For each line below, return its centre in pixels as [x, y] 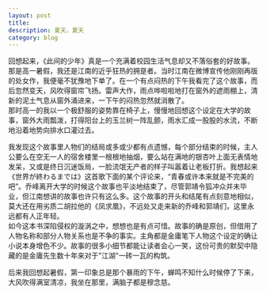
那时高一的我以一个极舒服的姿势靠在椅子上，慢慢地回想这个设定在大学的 [126, 111]
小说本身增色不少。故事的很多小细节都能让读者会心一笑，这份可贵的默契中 [129, 246]
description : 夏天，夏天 [46, 30]
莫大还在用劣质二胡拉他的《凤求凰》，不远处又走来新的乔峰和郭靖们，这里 [128, 206]
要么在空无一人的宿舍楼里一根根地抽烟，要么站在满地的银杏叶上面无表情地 [136, 157]
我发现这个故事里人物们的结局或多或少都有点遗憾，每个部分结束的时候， [126, 147]
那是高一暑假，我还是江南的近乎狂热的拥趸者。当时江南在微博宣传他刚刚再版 [133, 71]
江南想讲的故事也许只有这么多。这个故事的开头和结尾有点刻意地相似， [143, 196]
